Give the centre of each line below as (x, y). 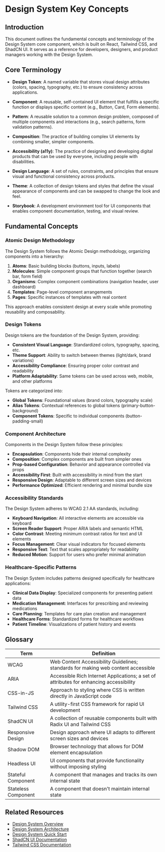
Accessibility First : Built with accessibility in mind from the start (77, 475)
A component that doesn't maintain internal (100, 789)
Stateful (17, 774)
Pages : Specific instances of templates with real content (69, 297)
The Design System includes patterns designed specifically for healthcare (80, 578)
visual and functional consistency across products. (64, 176)
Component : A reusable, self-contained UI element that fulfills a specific (86, 102)
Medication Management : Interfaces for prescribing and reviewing (80, 603)
